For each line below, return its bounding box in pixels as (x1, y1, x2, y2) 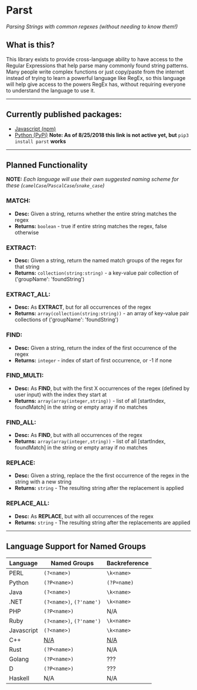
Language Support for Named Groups (6, 542, 147, 552)
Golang (9, 655, 29, 663)
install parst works (14, 138, 66, 145)
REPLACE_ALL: (6, 499, 50, 508)
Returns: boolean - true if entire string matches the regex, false (14, 222, 167, 229)
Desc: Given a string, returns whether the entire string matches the (14, 210, 177, 217)
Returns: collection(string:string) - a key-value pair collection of (14, 269, 179, 276)
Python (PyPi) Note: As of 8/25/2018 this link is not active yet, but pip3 (14, 131, 189, 138)
